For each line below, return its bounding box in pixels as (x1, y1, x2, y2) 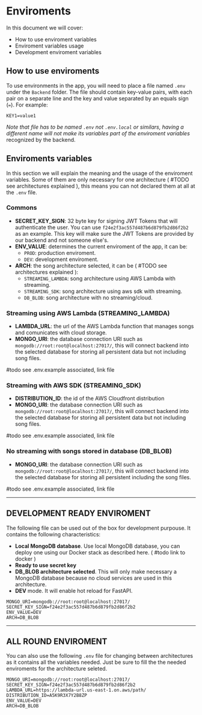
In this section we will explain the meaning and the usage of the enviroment (6, 170, 193, 177)
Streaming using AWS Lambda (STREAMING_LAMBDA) (6, 308, 170, 317)
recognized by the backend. (6, 136, 76, 143)
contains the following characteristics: (6, 530, 101, 538)
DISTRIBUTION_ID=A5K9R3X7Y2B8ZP (6, 693, 87, 699)
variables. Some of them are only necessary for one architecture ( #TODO (6, 176, 189, 183)
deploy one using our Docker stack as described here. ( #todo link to (14, 548, 185, 556)
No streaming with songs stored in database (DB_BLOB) (6, 447, 173, 455)
